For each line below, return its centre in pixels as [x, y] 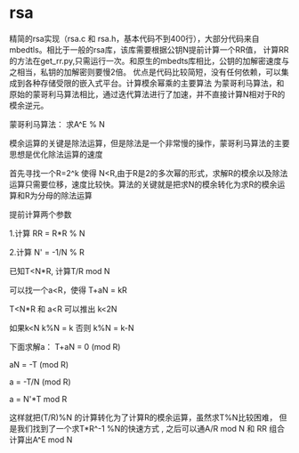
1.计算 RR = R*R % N [48, 233]
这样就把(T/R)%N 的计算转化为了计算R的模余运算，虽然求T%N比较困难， [143, 417]
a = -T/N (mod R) [40, 382]
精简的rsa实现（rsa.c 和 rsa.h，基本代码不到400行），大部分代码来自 [134, 38]
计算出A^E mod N [41, 440]
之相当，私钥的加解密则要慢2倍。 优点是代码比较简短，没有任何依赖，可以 [145, 72]
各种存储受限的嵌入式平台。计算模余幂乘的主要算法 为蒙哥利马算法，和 [154, 83]
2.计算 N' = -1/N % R [47, 252]
